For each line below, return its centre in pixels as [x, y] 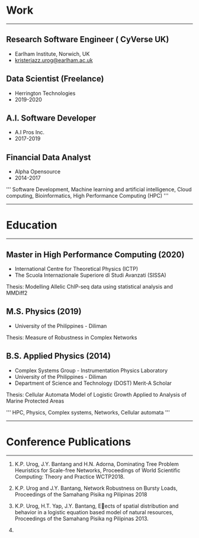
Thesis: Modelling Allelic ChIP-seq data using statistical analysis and [90, 286]
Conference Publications [69, 442]
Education [32, 225]
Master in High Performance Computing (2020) [95, 254]
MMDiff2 [17, 293]
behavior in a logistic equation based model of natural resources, [94, 512]
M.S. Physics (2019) [44, 311]
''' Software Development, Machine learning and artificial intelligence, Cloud [99, 189]
